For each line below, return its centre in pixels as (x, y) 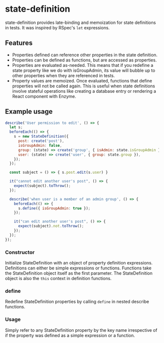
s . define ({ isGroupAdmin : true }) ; (54, 208)
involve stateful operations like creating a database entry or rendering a (84, 91)
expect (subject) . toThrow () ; (42, 186)
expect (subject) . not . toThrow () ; (51, 226)
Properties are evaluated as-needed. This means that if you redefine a (83, 65)
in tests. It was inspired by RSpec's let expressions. (57, 27)
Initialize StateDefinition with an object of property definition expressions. (79, 262)
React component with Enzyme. (44, 96)
